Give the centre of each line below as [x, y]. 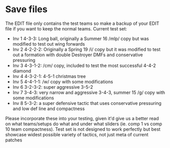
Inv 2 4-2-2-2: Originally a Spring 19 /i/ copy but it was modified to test [87, 49]
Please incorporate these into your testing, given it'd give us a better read [82, 118]
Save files [26, 9]
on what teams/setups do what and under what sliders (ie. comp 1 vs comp [84, 124]
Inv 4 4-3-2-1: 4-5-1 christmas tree [49, 76]
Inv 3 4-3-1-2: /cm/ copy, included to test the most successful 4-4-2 [84, 65]
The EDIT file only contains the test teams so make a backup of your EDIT [82, 23]
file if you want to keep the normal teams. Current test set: [66, 28]
